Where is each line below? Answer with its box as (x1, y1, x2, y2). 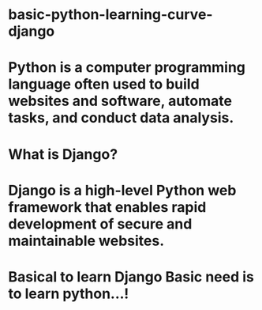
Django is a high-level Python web (8, 181, 237, 199)
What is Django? (8, 145, 118, 163)
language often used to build (8, 75, 200, 93)
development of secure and (8, 215, 193, 232)
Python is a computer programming (8, 59, 246, 77)
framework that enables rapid (8, 198, 207, 216)
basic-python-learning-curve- (8, 6, 213, 24)
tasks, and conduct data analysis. (8, 109, 234, 127)
